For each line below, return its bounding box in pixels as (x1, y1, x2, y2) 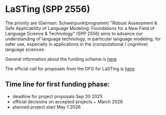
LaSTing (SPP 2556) (5, 3, 90, 15)
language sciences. (5, 46, 45, 52)
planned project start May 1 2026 (12, 104, 81, 110)
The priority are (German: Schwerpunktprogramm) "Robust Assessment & (5, 20, 157, 26)
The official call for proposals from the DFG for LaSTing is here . (5, 66, 136, 72)
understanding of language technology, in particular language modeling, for (5, 36, 161, 42)
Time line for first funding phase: (5, 80, 110, 89)
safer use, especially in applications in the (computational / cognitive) (5, 41, 148, 47)
